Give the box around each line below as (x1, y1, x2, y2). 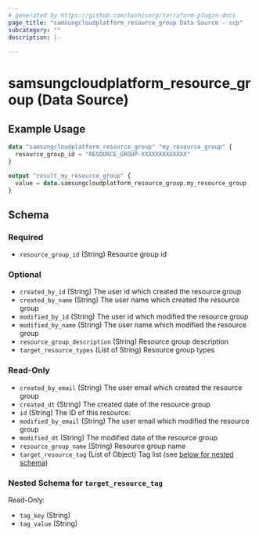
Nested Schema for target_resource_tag (8, 477, 163, 488)
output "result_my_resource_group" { (8, 172, 131, 180)
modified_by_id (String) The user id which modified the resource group (19, 312, 249, 322)
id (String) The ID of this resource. (19, 407, 131, 417)
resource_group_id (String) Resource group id (19, 250, 167, 259)
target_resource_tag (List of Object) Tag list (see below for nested (19, 449, 234, 459)
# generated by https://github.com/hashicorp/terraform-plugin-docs (8, 11, 236, 20)
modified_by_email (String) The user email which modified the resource (19, 416, 250, 425)
